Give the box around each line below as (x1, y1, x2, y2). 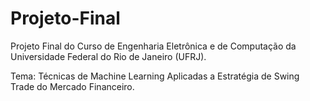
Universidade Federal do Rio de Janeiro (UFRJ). (10, 50, 207, 62)
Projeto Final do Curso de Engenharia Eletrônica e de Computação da (10, 40, 297, 52)
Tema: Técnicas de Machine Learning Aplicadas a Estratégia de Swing (10, 70, 300, 82)
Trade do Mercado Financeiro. (10, 80, 135, 92)
